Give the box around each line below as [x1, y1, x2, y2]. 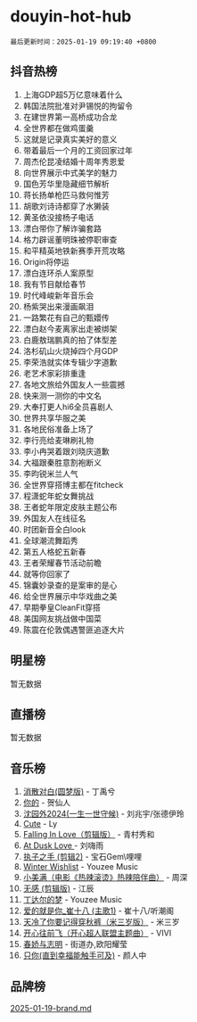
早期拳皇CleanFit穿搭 [22, 602, 102, 613]
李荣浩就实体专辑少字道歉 [22, 357, 118, 367]
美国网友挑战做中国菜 [22, 613, 102, 623]
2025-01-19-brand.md [10, 1003, 92, 1013]
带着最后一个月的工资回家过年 [22, 144, 133, 155]
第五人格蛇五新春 [22, 546, 86, 556]
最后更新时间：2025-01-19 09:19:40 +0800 [10, 37, 157, 46]
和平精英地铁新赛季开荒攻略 [22, 245, 126, 256]
